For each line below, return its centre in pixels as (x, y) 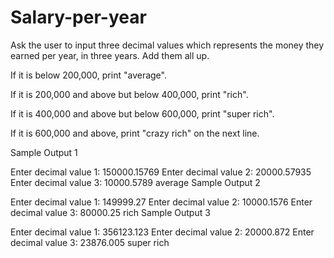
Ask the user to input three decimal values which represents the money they (167, 45)
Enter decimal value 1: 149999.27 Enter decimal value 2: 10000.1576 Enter (161, 202)
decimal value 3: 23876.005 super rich (90, 242)
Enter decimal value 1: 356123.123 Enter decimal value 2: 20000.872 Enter (162, 232)
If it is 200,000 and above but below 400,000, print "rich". (129, 94)
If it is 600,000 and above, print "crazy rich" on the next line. (135, 133)
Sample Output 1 (44, 152)
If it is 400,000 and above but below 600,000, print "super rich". (142, 113)
